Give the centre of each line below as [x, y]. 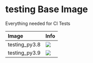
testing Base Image [46, 9]
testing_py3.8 [24, 44]
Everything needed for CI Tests [38, 23]
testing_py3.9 [24, 53]
